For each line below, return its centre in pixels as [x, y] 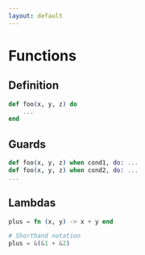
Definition [33, 86]
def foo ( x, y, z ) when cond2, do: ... [73, 170]
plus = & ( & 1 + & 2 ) [39, 244]
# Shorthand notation [45, 236]
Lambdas [32, 203]
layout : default [35, 16]
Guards [27, 144]
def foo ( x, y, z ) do [43, 104]
